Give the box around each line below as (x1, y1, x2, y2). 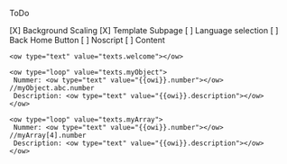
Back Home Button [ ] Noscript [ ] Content (9, 35, 165, 45)
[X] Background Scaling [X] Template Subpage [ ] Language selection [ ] (9, 25, 279, 35)
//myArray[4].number (9, 131, 88, 140)
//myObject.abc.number (9, 84, 95, 93)
